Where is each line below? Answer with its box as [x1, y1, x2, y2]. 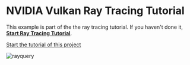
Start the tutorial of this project [6, 41, 81, 48]
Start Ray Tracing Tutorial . [6, 29, 72, 36]
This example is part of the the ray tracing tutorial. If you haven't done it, [6, 23, 183, 30]
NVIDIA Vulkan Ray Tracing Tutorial [6, 4, 185, 18]
